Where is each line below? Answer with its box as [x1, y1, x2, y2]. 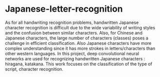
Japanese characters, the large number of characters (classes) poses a [5, 35, 148, 41]
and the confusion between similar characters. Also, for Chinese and [5, 30, 142, 36]
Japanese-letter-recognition [5, 3, 123, 15]
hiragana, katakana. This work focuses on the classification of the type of [5, 61, 152, 67]
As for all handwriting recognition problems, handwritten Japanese [5, 19, 139, 25]
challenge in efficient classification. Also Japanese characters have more [5, 40, 152, 46]
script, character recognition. [5, 66, 63, 72]
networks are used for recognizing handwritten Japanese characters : [5, 56, 145, 61]
